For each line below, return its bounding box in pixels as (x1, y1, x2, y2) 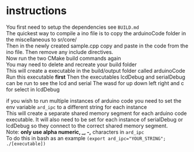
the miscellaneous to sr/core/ (6, 36, 77, 43)
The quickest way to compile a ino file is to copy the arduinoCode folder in (6, 29, 186, 36)
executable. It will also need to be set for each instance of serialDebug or (6, 116, 183, 123)
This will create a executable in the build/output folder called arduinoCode (6, 67, 185, 74)
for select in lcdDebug (6, 86, 60, 93)
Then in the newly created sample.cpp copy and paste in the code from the (6, 42, 189, 49)
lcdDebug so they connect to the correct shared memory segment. (6, 122, 168, 129)
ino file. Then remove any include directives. (6, 48, 113, 55)
